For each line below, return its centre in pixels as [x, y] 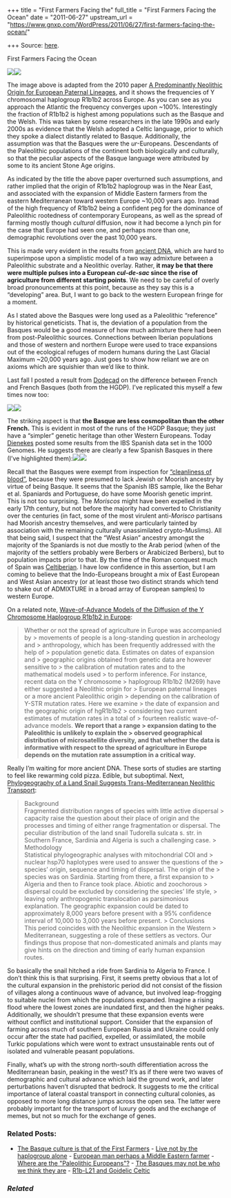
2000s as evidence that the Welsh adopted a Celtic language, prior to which [115, 129]
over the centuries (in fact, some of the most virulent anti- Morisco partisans [115, 516]
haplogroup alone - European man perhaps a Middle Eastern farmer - [116, 1156]
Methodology [43, 847]
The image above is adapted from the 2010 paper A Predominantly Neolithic [115, 85]
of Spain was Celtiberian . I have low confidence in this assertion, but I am [111, 567]
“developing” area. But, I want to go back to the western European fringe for [115, 295]
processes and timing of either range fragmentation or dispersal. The [122, 825]
